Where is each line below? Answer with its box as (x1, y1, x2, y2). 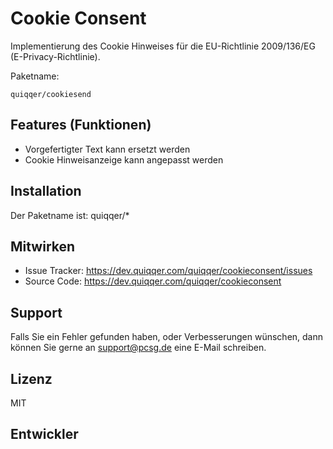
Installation (10, 183, 82, 200)
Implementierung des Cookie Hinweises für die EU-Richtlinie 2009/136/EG (10, 40, 316, 52)
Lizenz (10, 370, 53, 387)
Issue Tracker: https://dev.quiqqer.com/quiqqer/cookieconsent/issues (24, 265, 313, 277)
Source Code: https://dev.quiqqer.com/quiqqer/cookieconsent (24, 275, 282, 287)
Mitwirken (10, 238, 76, 255)
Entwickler (10, 426, 79, 443)
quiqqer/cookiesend (10, 89, 92, 99)
